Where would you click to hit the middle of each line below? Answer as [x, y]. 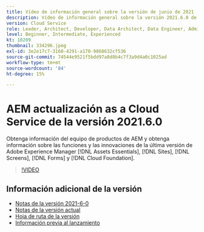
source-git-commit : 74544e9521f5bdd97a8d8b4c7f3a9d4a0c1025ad [87, 57]
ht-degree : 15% [25, 74]
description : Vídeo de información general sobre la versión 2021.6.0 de [102, 18]
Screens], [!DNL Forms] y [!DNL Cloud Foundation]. [71, 158]
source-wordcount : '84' [36, 68]
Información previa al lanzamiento [57, 223]
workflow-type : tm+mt [34, 62]
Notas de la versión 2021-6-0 [52, 203]
